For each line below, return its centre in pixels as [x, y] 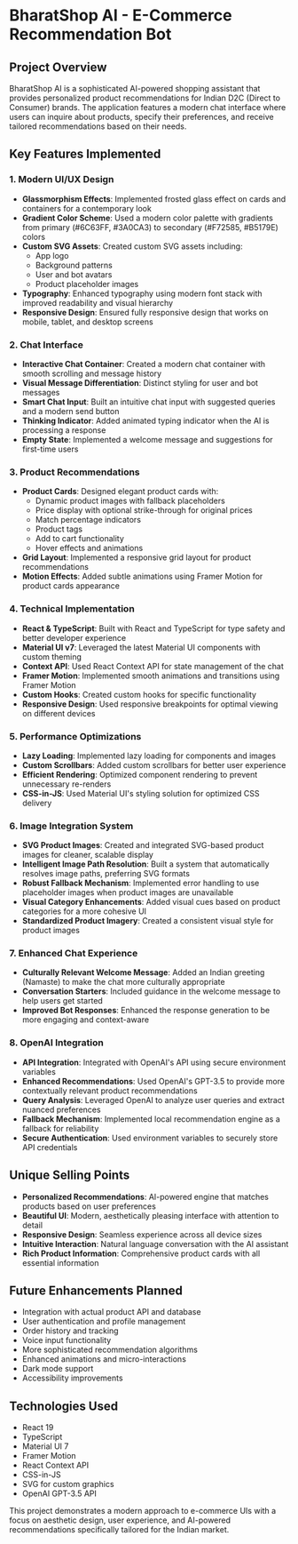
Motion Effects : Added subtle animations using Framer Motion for [142, 576]
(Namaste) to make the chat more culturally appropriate [123, 982]
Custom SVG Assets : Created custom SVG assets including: [132, 246]
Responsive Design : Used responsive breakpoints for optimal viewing [150, 704]
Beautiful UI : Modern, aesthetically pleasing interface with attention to [150, 1215]
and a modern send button [71, 411]
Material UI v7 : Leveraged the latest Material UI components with [141, 647]
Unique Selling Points [70, 1176]
